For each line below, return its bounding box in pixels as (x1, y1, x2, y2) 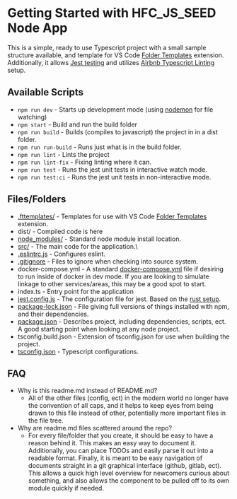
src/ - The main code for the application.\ (17, 242, 138, 250)
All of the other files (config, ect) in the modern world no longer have (28, 394, 229, 402)
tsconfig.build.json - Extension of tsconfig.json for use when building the (17, 332, 230, 341)
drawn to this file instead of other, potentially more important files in (28, 409, 226, 418)
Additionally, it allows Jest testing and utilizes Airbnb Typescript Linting (7, 58, 215, 66)
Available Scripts (7, 86, 83, 98)
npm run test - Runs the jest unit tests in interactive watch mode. (17, 165, 207, 174)
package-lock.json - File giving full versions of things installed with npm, (17, 302, 230, 310)
